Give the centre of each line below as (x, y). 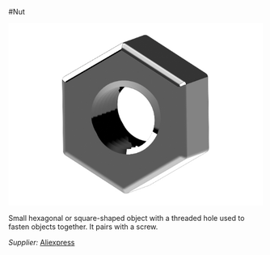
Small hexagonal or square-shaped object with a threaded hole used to (127, 218)
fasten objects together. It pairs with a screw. (83, 227)
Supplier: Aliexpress (42, 242)
